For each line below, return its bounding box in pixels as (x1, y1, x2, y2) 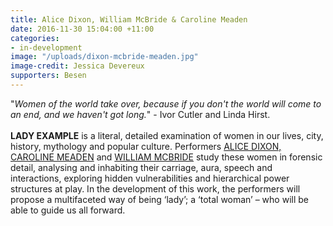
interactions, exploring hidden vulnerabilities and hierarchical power (10, 172, 290, 184)
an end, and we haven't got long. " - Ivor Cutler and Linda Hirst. (10, 108, 271, 120)
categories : (10, 33, 60, 43)
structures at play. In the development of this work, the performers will (10, 182, 301, 195)
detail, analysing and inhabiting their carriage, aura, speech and (10, 161, 273, 173)
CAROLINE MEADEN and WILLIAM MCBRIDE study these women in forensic (10, 151, 323, 163)
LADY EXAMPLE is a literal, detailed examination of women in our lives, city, (10, 129, 324, 141)
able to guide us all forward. (10, 204, 126, 216)
